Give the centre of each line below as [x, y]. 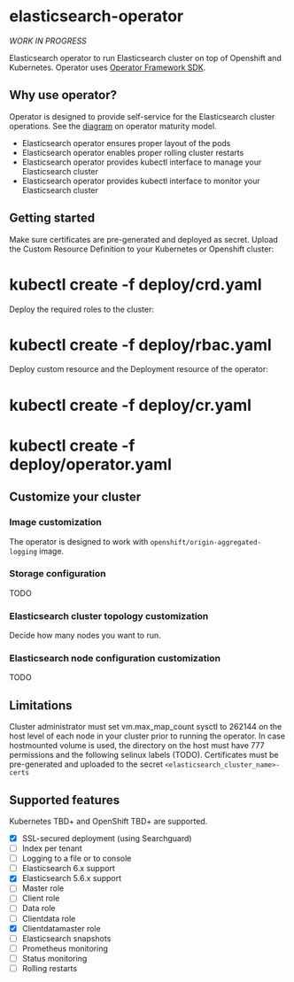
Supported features [65, 800]
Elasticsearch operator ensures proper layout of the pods [126, 143]
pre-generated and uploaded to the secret [86, 764]
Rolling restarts [50, 968]
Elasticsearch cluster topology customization [109, 615]
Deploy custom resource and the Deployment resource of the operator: [139, 369]
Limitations [41, 705]
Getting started [52, 218]
